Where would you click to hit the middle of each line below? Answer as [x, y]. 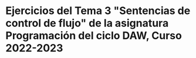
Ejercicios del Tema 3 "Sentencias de [98, 11]
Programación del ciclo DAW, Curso [94, 36]
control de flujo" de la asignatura [87, 23]
